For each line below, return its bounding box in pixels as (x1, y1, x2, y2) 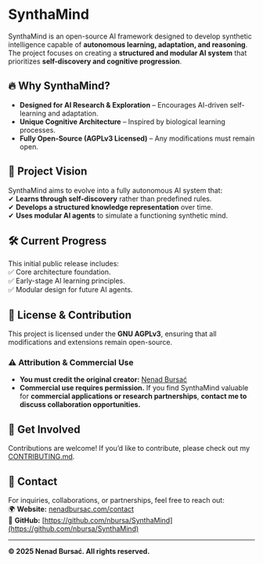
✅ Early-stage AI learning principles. (8, 277, 125, 286)
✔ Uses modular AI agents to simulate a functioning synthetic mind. (8, 211, 229, 220)
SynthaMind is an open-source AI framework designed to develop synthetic (8, 31, 252, 41)
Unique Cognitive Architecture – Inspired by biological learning (19, 116, 225, 126)
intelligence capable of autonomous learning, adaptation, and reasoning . (8, 39, 248, 49)
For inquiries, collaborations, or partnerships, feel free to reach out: (8, 496, 225, 505)
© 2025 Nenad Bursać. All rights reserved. (8, 547, 150, 556)
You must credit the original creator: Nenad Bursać (19, 375, 188, 384)
